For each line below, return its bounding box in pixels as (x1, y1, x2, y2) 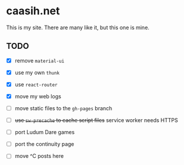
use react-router (14, 80, 58, 88)
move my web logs (14, 92, 61, 99)
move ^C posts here (14, 152, 64, 160)
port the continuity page (14, 141, 74, 148)
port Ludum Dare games (14, 129, 75, 136)
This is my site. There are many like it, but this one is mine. (6, 24, 150, 31)
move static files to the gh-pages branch (14, 105, 113, 111)
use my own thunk (14, 69, 60, 76)
